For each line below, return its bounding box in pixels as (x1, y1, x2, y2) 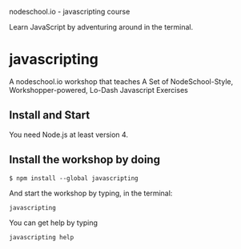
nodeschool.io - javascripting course (9, 7, 131, 16)
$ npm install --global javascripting (9, 174, 139, 183)
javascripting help (9, 233, 74, 241)
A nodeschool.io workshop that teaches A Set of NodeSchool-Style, (9, 76, 234, 86)
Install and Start (9, 108, 90, 122)
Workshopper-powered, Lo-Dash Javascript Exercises (9, 85, 189, 94)
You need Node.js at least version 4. (9, 130, 129, 139)
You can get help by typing (9, 218, 98, 227)
